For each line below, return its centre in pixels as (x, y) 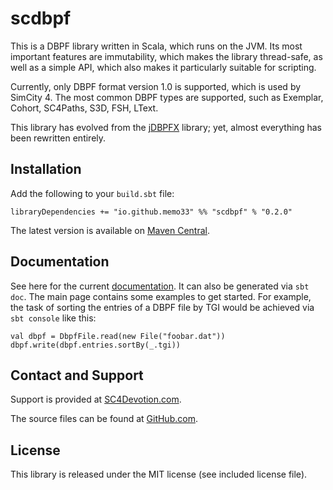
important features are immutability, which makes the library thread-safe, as (166, 56)
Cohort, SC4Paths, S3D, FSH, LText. (84, 108)
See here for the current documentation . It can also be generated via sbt (160, 286)
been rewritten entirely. (58, 138)
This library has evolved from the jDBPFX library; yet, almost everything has (166, 127)
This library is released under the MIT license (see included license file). (159, 474)
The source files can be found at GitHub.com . (104, 419)
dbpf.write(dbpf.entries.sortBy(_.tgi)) (96, 345)
